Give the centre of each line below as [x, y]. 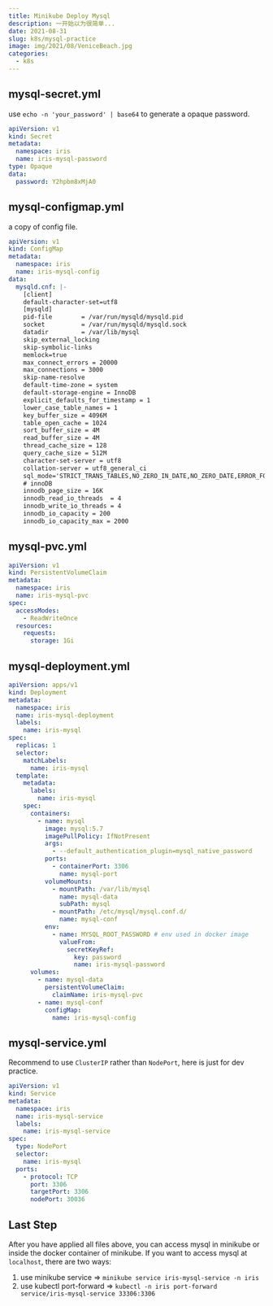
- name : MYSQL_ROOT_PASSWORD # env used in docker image [150, 934]
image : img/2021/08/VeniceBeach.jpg [70, 46]
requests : [40, 633]
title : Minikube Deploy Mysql [60, 16]
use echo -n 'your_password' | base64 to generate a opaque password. [129, 114]
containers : [50, 813]
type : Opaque [30, 167]
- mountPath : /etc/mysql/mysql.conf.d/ [119, 912]
